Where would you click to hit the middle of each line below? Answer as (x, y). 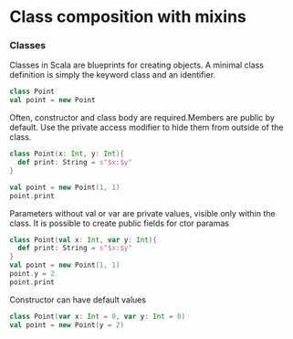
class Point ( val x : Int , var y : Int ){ (83, 239)
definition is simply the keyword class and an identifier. (113, 75)
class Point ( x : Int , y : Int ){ (67, 154)
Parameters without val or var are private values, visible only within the (142, 213)
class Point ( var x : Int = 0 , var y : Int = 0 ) (98, 316)
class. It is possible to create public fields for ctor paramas (120, 223)
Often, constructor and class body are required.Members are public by (142, 118)
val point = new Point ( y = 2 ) (67, 325)
